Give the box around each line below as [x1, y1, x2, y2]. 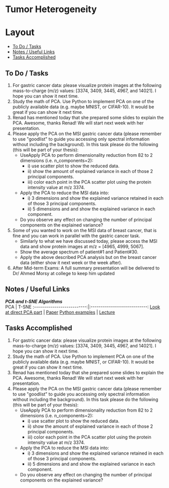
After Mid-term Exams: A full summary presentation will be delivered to [12, 264, 160, 271]
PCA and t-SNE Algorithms [5, 298, 63, 304]
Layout [5, 27, 35, 38]
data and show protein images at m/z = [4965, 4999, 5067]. [20, 243, 144, 249]
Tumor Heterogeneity [5, 4, 97, 15]
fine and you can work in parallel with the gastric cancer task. [12, 233, 141, 239]
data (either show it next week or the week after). [20, 259, 122, 265]
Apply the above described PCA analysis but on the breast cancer [20, 254, 157, 260]
